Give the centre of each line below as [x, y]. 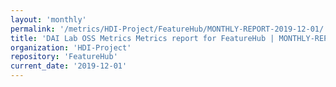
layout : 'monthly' [48, 19]
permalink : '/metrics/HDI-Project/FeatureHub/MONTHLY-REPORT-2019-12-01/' [169, 29]
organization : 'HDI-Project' [71, 47]
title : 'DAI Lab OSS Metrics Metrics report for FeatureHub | [142, 38]
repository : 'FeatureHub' [64, 57]
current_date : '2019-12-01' [69, 66]
